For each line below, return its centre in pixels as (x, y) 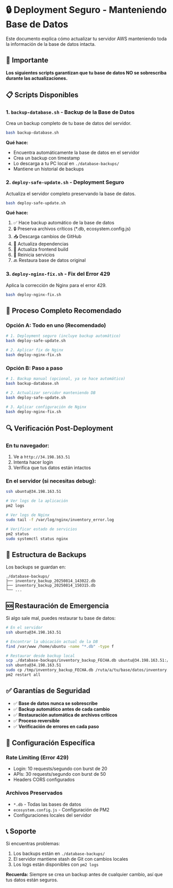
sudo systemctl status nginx (37, 539)
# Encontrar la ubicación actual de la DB (52, 642)
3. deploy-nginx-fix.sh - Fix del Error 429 (58, 274)
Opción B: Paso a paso (34, 368)
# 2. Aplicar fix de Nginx (35, 350)
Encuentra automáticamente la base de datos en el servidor (76, 153)
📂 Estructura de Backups (46, 554)
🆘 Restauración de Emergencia (57, 606)
